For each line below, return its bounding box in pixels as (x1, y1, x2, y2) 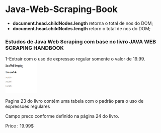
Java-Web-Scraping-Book (5, 4, 118, 15)
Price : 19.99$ (5, 123, 34, 129)
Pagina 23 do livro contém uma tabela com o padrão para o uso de (5, 98, 144, 104)
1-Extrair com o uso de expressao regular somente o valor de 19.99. (5, 56, 145, 62)
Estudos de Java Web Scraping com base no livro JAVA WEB (5, 38, 156, 45)
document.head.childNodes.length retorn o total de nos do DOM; (12, 25, 151, 31)
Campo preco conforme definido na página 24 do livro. (5, 113, 119, 119)
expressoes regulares (5, 103, 50, 109)
